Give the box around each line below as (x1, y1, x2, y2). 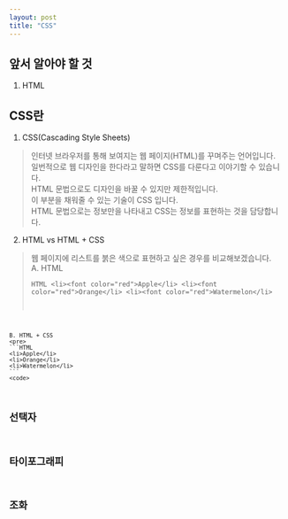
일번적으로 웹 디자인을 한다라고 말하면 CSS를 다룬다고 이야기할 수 (30, 161, 257, 173)
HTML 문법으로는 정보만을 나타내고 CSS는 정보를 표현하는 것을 (30, 205, 248, 217)
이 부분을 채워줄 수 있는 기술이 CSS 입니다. (30, 195, 178, 205)
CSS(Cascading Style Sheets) (21, 132, 131, 143)
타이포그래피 (9, 455, 64, 468)
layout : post (9, 12, 57, 22)
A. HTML (30, 263, 64, 274)
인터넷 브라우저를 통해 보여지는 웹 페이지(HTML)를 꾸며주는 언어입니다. (30, 151, 277, 161)
